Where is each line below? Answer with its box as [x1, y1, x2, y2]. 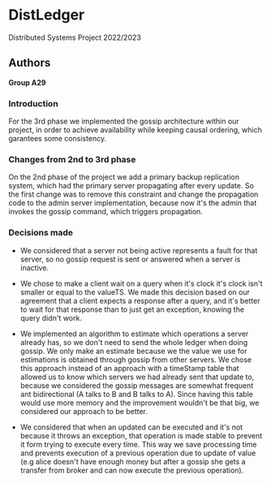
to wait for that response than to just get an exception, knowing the [19, 304, 245, 314]
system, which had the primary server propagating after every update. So [8, 181, 254, 191]
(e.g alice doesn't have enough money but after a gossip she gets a [19, 456, 246, 466]
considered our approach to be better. [19, 406, 148, 416]
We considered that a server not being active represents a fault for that [19, 245, 258, 255]
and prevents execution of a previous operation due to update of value [19, 448, 256, 458]
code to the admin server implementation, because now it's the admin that [8, 198, 257, 208]
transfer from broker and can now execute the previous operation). [19, 465, 244, 475]
